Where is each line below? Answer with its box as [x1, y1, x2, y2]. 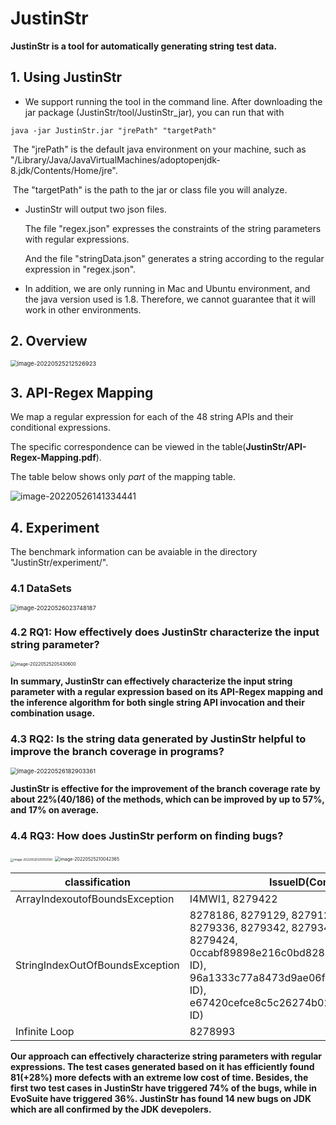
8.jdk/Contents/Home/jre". [10, 164, 118, 176]
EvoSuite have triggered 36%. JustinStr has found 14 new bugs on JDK [10, 1093, 312, 1105]
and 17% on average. [10, 804, 100, 816]
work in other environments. [24, 303, 142, 316]
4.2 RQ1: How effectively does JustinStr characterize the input [10, 625, 320, 639]
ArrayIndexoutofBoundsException [15, 892, 175, 906]
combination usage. [10, 707, 96, 719]
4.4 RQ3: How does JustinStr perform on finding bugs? [10, 829, 284, 842]
